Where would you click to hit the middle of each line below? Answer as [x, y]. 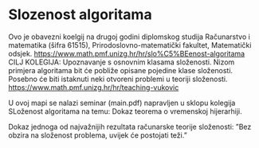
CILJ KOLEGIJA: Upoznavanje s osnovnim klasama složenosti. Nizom [122, 62]
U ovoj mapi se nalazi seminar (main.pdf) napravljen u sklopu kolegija [122, 103]
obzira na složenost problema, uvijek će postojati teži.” [98, 135]
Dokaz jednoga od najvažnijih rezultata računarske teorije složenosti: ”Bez [130, 127]
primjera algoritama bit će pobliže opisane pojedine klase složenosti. [121, 70]
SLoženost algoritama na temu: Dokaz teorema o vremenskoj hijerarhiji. [126, 111]
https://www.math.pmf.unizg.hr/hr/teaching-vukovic [94, 87]
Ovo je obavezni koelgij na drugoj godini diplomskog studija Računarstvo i [129, 37]
